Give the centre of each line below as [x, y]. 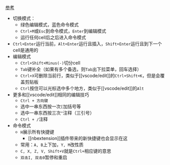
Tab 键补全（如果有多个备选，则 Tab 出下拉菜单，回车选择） [81, 69]
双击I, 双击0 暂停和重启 [44, 157]
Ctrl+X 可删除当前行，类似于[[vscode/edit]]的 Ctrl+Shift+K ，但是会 [90, 76]
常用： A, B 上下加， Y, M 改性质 [52, 145]
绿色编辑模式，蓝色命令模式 [50, 25]
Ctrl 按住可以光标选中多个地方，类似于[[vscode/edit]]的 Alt [82, 88]
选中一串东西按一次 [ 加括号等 [51, 106]
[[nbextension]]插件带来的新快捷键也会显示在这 [78, 138]
